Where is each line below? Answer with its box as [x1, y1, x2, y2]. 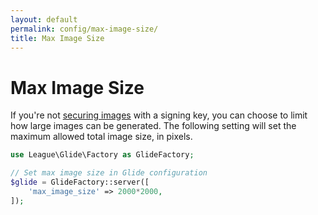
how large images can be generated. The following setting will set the [10, 120, 297, 132]
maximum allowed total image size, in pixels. [10, 131, 193, 143]
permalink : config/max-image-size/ [10, 24, 159, 34]
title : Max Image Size [10, 33, 105, 43]
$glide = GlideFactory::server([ [10, 177, 150, 188]
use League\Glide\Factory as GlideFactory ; [10, 150, 195, 160]
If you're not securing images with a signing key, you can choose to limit [10, 109, 308, 121]
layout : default [10, 14, 78, 25]
